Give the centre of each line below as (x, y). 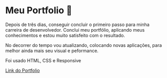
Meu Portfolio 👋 (39, 10)
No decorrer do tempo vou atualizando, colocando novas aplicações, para (84, 45)
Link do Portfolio (23, 70)
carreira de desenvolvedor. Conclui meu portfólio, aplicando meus (75, 30)
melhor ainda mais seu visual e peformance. (52, 50)
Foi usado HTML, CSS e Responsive (43, 60)
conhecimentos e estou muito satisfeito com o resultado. (65, 35)
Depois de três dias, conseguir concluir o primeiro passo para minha (77, 24)
